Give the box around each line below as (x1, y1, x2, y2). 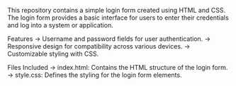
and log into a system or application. (7, 21, 113, 29)
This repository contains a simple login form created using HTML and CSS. (7, 6, 225, 14)
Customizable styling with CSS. (7, 49, 99, 58)
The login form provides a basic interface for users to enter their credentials (7, 13, 229, 22)
